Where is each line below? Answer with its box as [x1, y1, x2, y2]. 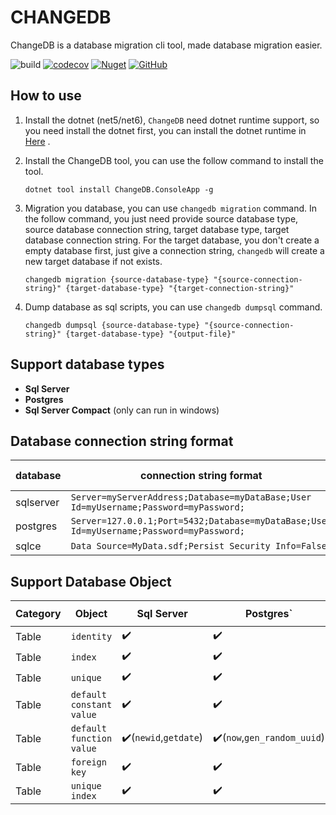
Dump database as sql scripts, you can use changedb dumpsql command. [24, 301, 323, 313]
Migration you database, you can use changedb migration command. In [24, 202, 317, 214]
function [70, 733, 113, 745]
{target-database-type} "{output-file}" [65, 329, 237, 339]
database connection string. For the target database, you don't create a [24, 234, 320, 246]
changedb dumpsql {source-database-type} [24, 320, 200, 330]
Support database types [10, 356, 165, 373]
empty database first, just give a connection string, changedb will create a [24, 244, 325, 256]
